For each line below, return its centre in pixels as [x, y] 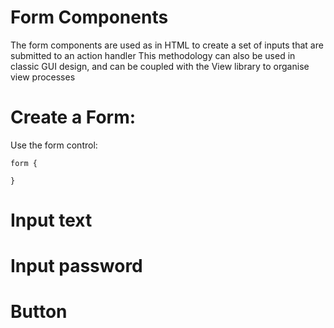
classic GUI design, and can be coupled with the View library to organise [160, 66]
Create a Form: [73, 117]
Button [39, 312]
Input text [51, 220]
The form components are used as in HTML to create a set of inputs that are [167, 45]
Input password [76, 266]
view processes [43, 77]
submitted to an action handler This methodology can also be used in [153, 55]
